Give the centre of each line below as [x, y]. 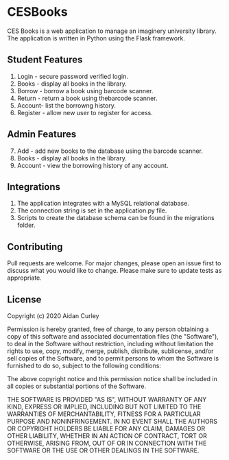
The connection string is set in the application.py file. [92, 210]
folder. [26, 225]
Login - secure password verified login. [72, 76]
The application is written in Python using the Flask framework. [96, 38]
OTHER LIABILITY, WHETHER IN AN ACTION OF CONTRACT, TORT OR [107, 436]
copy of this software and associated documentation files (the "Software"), [113, 336]
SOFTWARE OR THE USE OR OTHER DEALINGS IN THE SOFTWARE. [103, 450]
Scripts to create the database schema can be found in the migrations [116, 218]
